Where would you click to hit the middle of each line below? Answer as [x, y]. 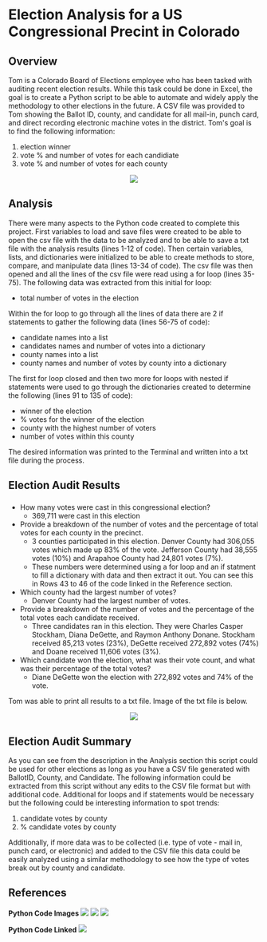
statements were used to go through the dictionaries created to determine [130, 387]
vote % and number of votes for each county [94, 164]
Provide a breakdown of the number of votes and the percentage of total [139, 524]
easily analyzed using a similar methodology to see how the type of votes [129, 859]
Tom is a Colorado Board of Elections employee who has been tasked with [130, 80]
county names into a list [59, 354]
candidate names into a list [64, 337]
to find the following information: [62, 131]
